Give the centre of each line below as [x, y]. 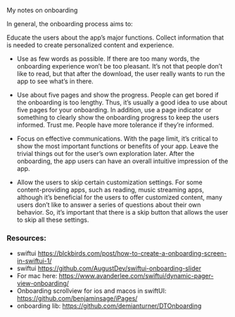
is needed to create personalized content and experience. [90, 45]
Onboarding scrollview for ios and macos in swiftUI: [91, 291]
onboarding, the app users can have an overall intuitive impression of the [122, 161]
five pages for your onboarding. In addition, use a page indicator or [114, 110]
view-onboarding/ [43, 283]
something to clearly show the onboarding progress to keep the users [118, 117]
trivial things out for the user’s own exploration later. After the [106, 154]
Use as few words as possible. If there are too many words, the [108, 59]
